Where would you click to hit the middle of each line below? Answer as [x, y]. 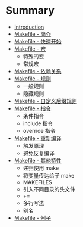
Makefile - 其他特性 [38, 160]
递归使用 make [41, 168]
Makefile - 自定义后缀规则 [46, 101]
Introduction [29, 27]
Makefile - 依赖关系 [38, 71]
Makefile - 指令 [33, 108]
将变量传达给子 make [49, 175]
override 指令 [39, 130]
